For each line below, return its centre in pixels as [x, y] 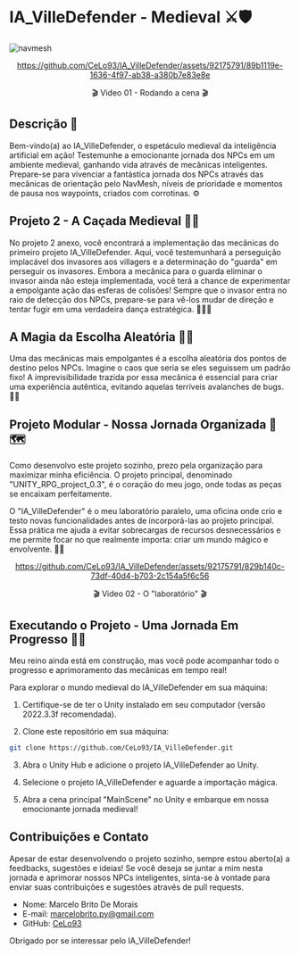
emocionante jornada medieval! [80, 809]
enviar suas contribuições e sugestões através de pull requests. [126, 887]
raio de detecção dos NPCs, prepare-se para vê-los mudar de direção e [142, 299]
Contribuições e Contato [79, 837]
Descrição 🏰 [44, 125]
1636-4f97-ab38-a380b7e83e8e [150, 75]
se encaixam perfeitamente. [61, 494]
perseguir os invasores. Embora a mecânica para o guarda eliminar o [136, 271]
